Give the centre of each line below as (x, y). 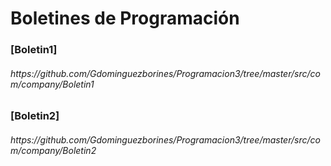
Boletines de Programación (125, 18)
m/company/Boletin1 (52, 84)
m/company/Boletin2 (53, 150)
